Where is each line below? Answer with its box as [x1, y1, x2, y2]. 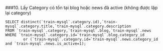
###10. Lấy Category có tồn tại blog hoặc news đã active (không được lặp [5, 5, 158, 10]
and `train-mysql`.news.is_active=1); [5, 41, 86, 46]
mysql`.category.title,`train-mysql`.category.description [5, 24, 131, 29]
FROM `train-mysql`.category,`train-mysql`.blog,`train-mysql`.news [5, 28, 151, 33]
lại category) [5, 10, 32, 16]
